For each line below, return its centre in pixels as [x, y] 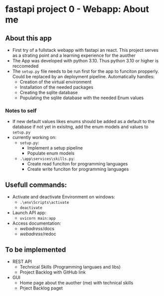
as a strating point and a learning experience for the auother [74, 55]
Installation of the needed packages [56, 87]
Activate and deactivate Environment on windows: [64, 197]
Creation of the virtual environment [56, 82]
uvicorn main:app [38, 219]
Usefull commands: [36, 185]
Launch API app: [29, 213]
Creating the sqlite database [49, 92]
